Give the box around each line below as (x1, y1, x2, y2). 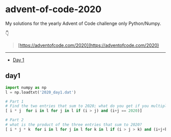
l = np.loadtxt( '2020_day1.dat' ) (5, 90, 76, 95)
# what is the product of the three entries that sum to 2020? (5, 122, 142, 127)
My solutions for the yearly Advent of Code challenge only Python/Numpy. (5, 20, 161, 26)
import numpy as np (5, 85, 47, 90)
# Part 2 (5, 118, 24, 123)
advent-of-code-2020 (5, 4, 102, 15)
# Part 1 (5, 99, 24, 104)
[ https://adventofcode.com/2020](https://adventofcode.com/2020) (17, 42, 159, 48)
